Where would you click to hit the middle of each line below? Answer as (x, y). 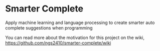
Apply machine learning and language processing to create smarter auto (80, 22)
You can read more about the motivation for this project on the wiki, (75, 37)
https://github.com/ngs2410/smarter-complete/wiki (58, 42)
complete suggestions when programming (49, 27)
